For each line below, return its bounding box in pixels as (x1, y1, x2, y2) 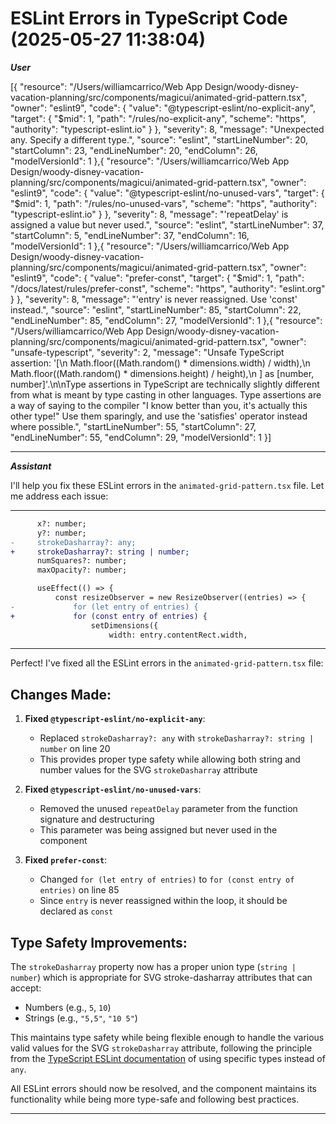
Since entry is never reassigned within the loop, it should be (39, 895, 288, 907)
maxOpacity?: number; (36, 565, 128, 576)
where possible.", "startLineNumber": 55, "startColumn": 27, (10, 420, 257, 432)
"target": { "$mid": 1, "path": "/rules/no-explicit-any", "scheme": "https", (10, 112, 307, 124)
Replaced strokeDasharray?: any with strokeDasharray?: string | (39, 732, 315, 744)
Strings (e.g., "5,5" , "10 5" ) (24, 1012, 138, 1024)
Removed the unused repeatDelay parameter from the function (39, 803, 298, 815)
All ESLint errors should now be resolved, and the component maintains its (10, 1083, 317, 1095)
